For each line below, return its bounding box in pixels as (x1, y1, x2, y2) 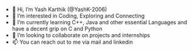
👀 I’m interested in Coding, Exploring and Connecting (12, 12, 145, 19)
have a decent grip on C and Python (12, 25, 103, 32)
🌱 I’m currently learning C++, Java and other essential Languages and (12, 19, 188, 25)
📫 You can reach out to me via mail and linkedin (12, 38, 134, 46)
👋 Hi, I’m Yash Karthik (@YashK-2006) (12, 6, 107, 13)
